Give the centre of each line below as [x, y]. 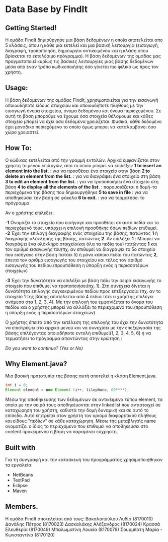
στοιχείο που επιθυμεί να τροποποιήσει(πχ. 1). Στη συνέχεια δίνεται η [78, 286]
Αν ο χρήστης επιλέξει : [30, 213]
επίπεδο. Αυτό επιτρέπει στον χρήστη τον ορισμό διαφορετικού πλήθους [81, 416]
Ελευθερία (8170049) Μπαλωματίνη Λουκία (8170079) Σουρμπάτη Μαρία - [84, 529]
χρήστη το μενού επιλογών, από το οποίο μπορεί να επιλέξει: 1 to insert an [83, 165]
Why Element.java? [36, 364]
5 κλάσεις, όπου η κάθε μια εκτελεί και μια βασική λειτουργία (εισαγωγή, [82, 45]
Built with [20, 448]
